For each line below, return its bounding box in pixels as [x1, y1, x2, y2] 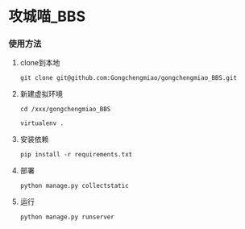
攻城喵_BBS [8, 7, 86, 26]
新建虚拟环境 [19, 90, 63, 99]
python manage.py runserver [19, 213, 114, 222]
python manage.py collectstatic [19, 182, 129, 190]
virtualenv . [19, 119, 64, 127]
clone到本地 [19, 58, 60, 68]
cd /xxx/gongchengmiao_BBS [19, 106, 111, 114]
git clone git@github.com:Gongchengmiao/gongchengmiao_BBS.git [19, 74, 238, 82]
